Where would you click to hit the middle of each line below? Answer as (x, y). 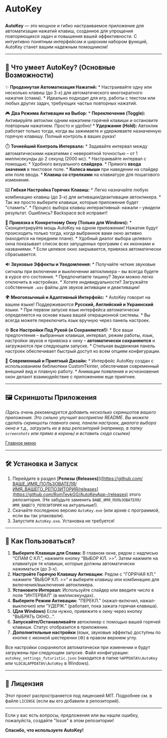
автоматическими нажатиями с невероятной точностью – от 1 (72, 153)
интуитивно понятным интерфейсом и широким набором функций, (77, 42)
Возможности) (29, 75)
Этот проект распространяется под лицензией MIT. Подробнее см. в (79, 696)
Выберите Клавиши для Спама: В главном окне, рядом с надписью (85, 553)
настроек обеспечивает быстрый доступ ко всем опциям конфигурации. (83, 351)
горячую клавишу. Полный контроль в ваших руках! (60, 136)
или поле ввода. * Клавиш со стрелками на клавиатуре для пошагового (83, 174)
